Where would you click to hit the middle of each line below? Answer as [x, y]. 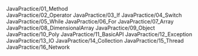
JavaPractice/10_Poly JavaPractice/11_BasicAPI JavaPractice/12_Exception [99, 34]
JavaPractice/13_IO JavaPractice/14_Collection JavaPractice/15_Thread [95, 41]
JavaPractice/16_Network [38, 47]
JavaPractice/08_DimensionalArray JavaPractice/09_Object [81, 28]
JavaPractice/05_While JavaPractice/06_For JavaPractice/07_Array [90, 21]
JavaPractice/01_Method [37, 9]
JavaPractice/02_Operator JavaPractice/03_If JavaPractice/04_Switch [94, 15]
